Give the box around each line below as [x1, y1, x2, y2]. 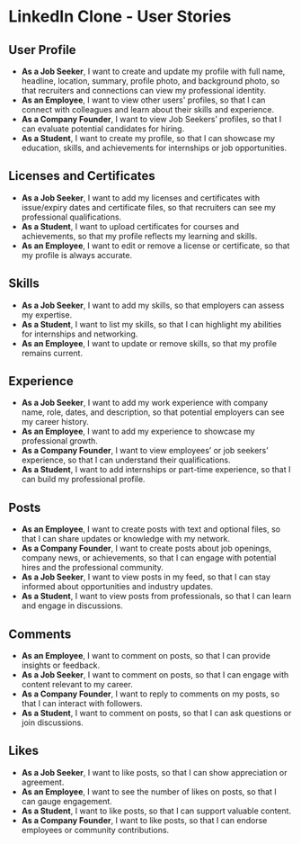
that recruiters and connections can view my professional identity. [21, 85, 267, 95]
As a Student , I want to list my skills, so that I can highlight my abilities [21, 319, 282, 329]
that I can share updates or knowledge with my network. [21, 534, 231, 544]
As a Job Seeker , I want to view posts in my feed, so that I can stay [21, 571, 271, 582]
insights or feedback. [21, 660, 101, 671]
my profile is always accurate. [21, 249, 132, 260]
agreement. [21, 777, 65, 787]
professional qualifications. [21, 211, 122, 222]
